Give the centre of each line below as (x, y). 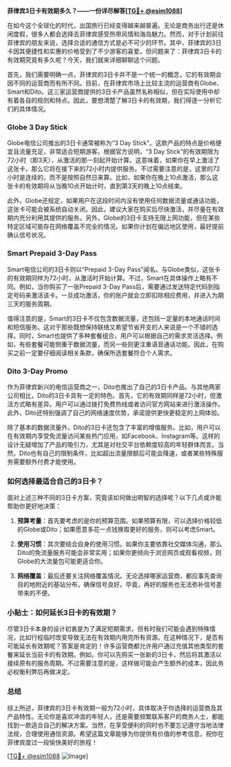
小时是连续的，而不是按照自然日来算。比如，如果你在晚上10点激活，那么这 (113, 178)
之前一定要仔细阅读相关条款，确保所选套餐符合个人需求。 (94, 353)
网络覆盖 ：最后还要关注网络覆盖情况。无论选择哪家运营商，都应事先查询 (119, 576)
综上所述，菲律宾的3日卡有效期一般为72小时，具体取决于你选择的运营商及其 (115, 708)
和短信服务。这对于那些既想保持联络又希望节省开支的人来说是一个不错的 (109, 327)
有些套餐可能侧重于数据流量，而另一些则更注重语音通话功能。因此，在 (118, 344)
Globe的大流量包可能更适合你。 (62, 561)
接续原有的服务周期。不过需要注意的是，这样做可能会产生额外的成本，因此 (112, 663)
